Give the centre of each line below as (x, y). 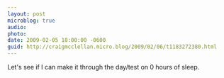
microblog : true (31, 21)
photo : (17, 34)
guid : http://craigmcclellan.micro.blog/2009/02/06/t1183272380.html (112, 47)
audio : (17, 27)
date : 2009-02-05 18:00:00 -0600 (57, 40)
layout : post (27, 14)
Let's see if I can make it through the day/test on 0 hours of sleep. (103, 67)
